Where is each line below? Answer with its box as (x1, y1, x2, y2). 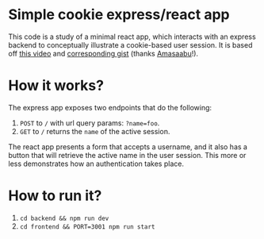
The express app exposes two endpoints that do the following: (8, 102, 212, 112)
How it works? (8, 77, 105, 94)
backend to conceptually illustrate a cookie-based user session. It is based (8, 40, 253, 49)
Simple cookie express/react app (8, 6, 230, 24)
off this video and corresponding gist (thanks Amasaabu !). (8, 48, 199, 58)
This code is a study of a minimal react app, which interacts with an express (8, 32, 256, 41)
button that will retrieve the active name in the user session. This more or (8, 150, 247, 160)
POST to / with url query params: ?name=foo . (19, 118, 160, 128)
